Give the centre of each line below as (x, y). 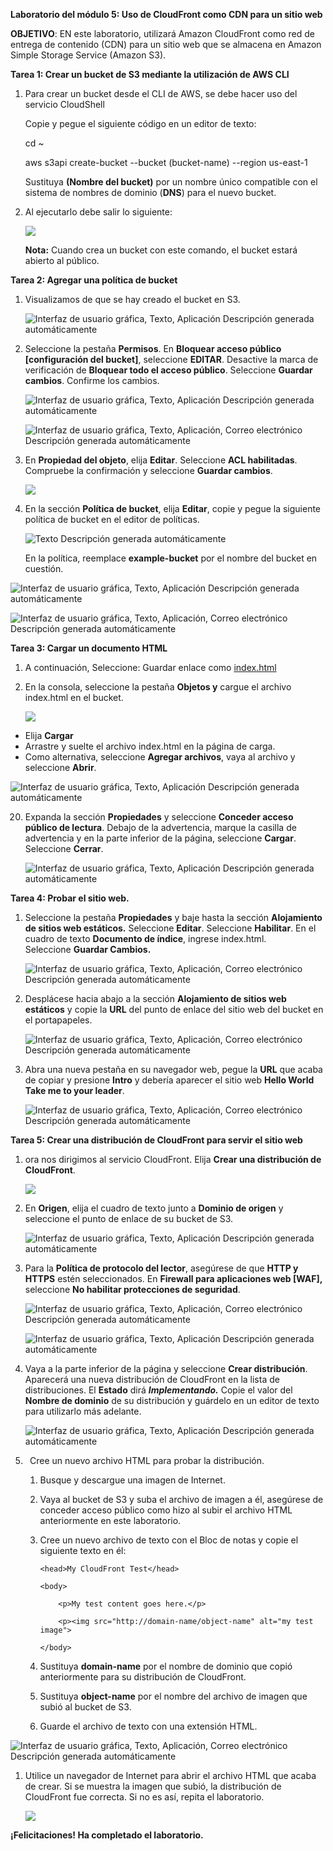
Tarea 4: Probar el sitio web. (70, 898)
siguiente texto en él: (83, 1550)
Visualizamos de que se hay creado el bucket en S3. (132, 299)
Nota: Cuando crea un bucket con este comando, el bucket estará (161, 250)
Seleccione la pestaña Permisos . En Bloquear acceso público (153, 348)
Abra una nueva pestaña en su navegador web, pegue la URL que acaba (173, 1069)
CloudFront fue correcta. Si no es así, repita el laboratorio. (144, 1797)
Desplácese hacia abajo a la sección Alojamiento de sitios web (155, 998)
